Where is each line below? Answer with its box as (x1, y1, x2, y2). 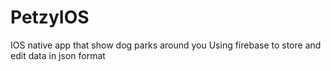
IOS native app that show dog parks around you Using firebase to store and (10, 39, 322, 51)
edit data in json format (10, 49, 106, 61)
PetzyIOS (10, 6, 90, 29)
